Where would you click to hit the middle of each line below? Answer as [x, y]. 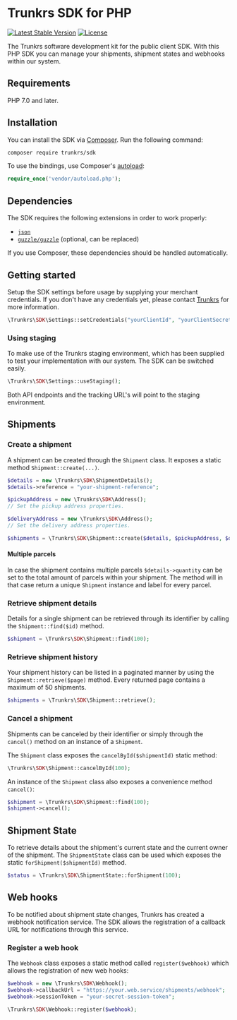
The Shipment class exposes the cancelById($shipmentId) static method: [112, 755]
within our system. [34, 61]
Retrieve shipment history [53, 657]
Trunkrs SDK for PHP [69, 13]
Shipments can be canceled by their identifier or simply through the [105, 734]
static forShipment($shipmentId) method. [67, 863]
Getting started [42, 275]
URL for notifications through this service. [68, 929]
